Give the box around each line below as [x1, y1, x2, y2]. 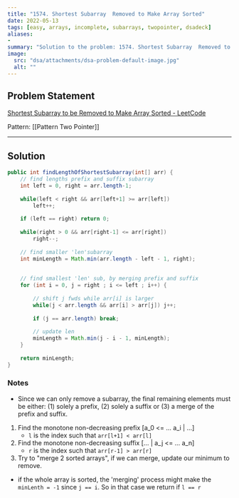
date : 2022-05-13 [7, 17, 59, 24]
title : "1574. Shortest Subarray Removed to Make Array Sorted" [7, 10, 205, 18]
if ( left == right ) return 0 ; [20, 215, 110, 223]
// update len [33, 328, 75, 335]
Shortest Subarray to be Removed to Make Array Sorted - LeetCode [7, 108, 206, 118]
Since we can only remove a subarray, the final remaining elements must [17, 394, 231, 403]
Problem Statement [7, 90, 95, 102]
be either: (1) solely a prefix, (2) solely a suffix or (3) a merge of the [17, 402, 215, 410]
